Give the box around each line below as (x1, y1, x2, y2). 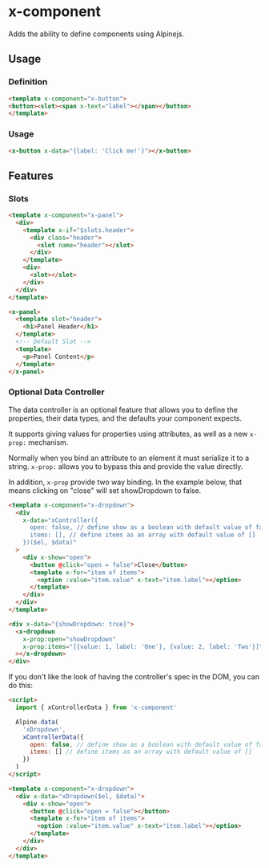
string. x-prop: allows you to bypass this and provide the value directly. (8, 461, 243, 471)
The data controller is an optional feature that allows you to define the (8, 405, 239, 414)
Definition (8, 76, 48, 88)
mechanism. (27, 437, 69, 447)
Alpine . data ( (15, 718, 59, 726)
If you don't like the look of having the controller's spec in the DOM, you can (8, 672, 260, 682)
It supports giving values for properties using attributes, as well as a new (8, 429, 248, 438)
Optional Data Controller (8, 386, 105, 397)
